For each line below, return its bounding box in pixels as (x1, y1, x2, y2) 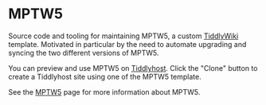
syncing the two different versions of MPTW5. (8, 48, 159, 57)
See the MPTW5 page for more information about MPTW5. (8, 87, 201, 96)
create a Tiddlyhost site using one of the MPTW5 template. (8, 72, 201, 81)
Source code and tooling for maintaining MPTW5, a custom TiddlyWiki (8, 31, 239, 41)
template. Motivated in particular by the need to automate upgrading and (8, 39, 247, 49)
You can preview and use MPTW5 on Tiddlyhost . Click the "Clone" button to (8, 63, 258, 72)
